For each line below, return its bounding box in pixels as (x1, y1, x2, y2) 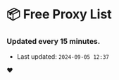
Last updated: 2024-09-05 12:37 (16, 52, 110, 61)
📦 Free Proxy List (6, 6, 112, 23)
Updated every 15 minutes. (6, 37, 101, 47)
